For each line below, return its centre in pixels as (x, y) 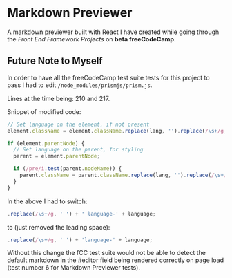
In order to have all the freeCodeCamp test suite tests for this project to (108, 77)
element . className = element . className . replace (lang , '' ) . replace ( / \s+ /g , (117, 131)
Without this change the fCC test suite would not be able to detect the (106, 253)
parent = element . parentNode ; (57, 156)
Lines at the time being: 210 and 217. (59, 98)
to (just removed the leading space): (59, 227)
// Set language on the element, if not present (78, 124)
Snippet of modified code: (44, 111)
